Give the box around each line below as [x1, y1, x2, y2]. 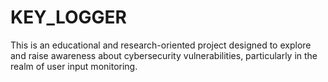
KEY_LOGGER [10, 6, 127, 29]
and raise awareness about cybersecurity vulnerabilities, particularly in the [10, 49, 318, 61]
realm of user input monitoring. [10, 60, 138, 72]
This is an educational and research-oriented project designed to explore [10, 39, 312, 51]
